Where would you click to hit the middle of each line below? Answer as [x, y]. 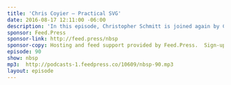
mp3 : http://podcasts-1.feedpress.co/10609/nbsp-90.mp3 [90, 64]
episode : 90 [24, 52]
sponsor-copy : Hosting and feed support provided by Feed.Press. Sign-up [117, 45]
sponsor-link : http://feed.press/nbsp [63, 39]
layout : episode [30, 71]
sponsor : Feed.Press [37, 33]
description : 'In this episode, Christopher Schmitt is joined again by [113, 26]
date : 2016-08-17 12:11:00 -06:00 [57, 20]
